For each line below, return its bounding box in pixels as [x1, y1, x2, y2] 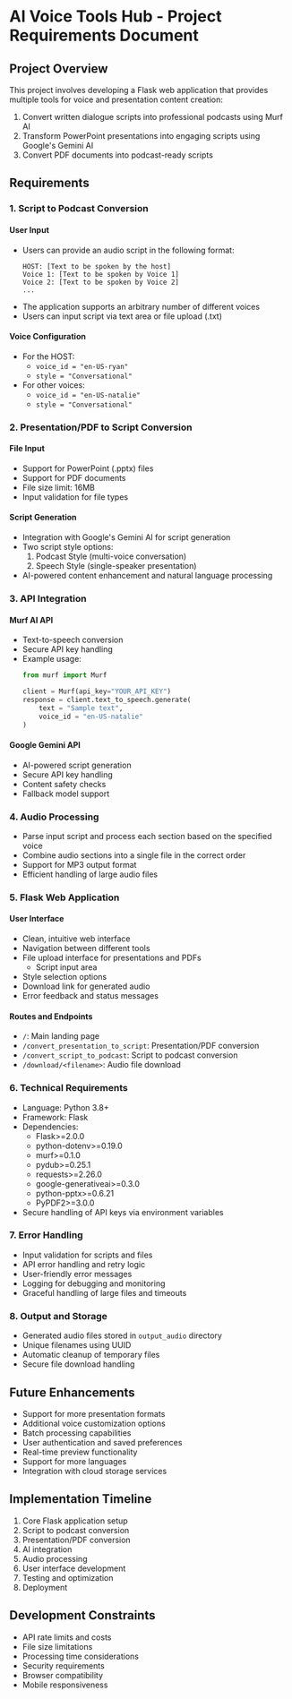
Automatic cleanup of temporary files [21, 1350, 160, 1360]
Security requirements [21, 1660, 105, 1671]
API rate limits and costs [21, 1632, 112, 1643]
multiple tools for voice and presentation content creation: [9, 94, 224, 105]
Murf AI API [9, 614, 54, 625]
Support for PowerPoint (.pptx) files [21, 463, 154, 474]
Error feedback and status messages [21, 991, 159, 1001]
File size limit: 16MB [21, 482, 96, 493]
